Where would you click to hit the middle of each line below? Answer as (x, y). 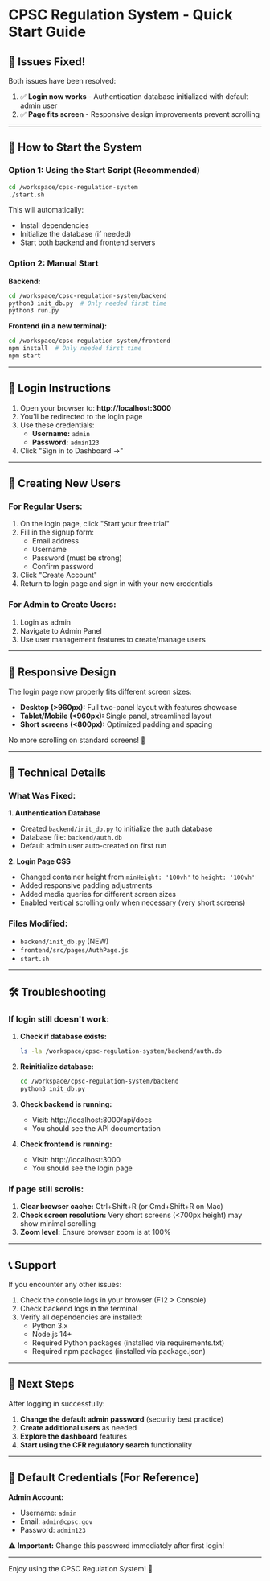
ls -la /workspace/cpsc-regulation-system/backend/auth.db (121, 1051)
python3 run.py (34, 311)
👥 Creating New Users (64, 483)
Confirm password (63, 567)
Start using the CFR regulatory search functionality (106, 1445)
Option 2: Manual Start (53, 263)
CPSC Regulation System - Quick (121, 15)
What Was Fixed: (42, 795)
